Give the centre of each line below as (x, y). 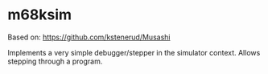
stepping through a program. (55, 61)
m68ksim (40, 15)
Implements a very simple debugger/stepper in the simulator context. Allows (134, 52)
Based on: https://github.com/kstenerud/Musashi (89, 37)
